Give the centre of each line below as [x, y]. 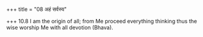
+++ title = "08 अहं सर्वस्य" [37, 9]
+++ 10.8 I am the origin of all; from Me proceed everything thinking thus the [102, 21]
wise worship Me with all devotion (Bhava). [60, 27]
